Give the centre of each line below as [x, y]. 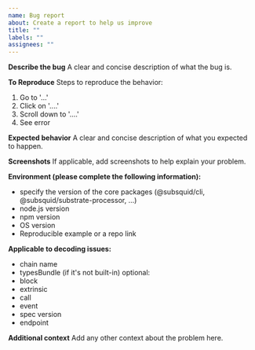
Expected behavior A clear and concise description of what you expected [128, 138]
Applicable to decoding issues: [60, 249]
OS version [37, 226]
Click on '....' [39, 106]
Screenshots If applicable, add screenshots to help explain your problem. [127, 161]
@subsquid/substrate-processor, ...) [78, 201]
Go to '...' [34, 98]
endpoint [34, 322]
